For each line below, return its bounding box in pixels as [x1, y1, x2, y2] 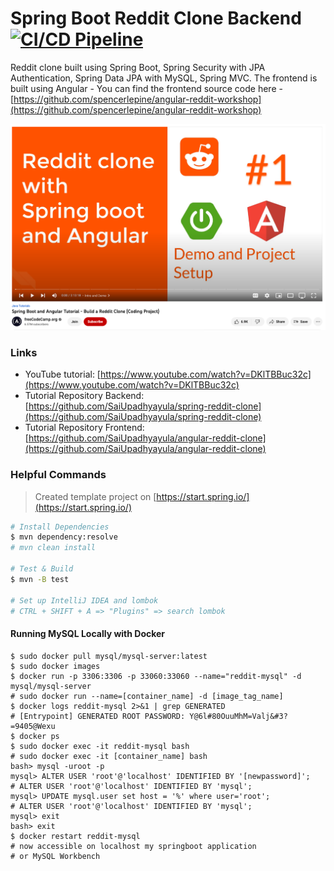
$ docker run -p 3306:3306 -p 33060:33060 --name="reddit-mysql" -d [10, 671, 302, 681]
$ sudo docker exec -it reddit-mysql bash [10, 741, 190, 751]
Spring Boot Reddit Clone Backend [10, 7, 302, 30]
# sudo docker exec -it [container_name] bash [10, 751, 208, 761]
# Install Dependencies [10, 522, 110, 532]
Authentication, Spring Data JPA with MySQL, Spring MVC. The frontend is [10, 72, 318, 84]
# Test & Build [10, 564, 74, 574]
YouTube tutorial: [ [24, 368, 101, 381]
